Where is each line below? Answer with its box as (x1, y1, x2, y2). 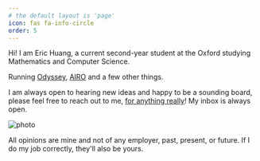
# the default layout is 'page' (8, 11, 115, 20)
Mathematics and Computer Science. (8, 57, 130, 66)
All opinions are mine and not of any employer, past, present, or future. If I (8, 135, 250, 145)
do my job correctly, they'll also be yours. (8, 144, 144, 154)
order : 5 (8, 26, 37, 34)
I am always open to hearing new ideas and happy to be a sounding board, (8, 88, 253, 97)
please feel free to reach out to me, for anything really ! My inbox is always (8, 96, 251, 106)
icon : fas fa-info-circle (8, 19, 94, 27)
